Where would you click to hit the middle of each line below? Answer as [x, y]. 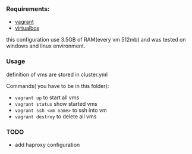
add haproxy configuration [47, 144]
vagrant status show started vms [56, 103]
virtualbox [27, 28]
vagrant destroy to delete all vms [56, 116]
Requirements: [28, 9]
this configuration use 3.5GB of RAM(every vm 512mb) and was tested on [96, 40]
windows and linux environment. [46, 46]
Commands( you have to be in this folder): [58, 86]
